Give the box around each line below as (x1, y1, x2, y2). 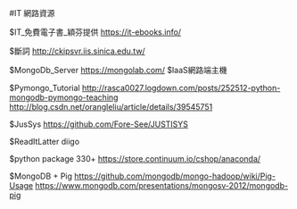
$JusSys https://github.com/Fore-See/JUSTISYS (9, 119, 189, 130)
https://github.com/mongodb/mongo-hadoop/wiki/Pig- (74, 171, 276, 181)
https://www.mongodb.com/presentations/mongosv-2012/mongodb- (35, 180, 288, 190)
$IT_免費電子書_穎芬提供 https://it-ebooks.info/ (9, 27, 181, 38)
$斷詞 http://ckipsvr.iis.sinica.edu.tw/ (9, 46, 145, 56)
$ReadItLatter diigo (9, 137, 80, 146)
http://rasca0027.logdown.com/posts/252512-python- (81, 83, 281, 93)
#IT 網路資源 (9, 8, 55, 18)
